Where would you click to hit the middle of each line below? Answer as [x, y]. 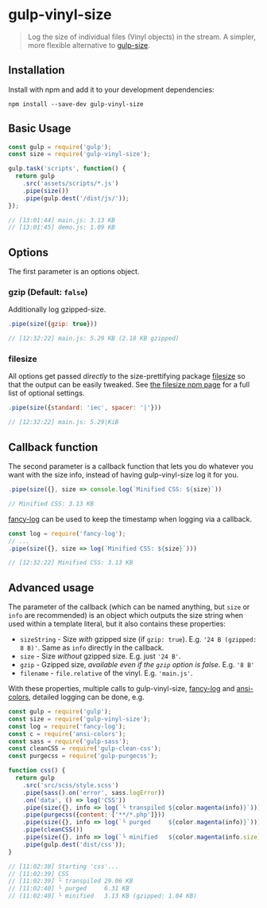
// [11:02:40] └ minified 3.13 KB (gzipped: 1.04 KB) [103, 896]
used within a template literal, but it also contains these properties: [117, 624]
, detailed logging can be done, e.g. [86, 697]
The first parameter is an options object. [74, 272]
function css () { [37, 771]
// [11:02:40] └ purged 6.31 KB [69, 889]
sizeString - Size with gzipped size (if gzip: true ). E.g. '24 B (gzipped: [138, 639]
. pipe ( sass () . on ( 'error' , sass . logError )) [94, 792]
